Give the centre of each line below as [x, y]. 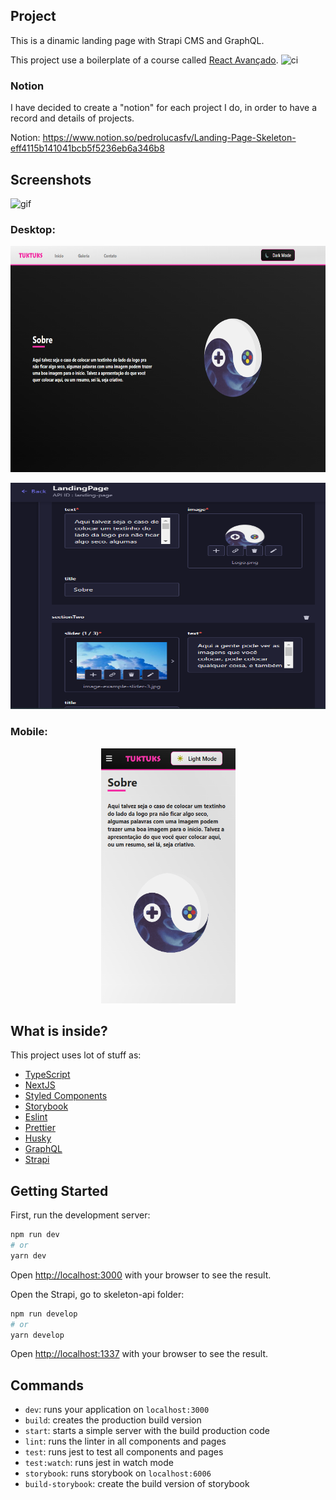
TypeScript [47, 1075]
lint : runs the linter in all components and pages [125, 1441]
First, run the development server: [80, 1215]
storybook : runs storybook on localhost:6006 [118, 1473]
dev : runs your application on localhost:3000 [117, 1410]
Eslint [36, 1117]
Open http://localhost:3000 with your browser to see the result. [141, 1275]
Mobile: [29, 732]
